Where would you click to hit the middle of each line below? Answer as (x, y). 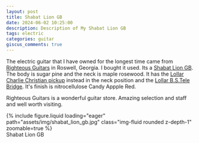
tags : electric (25, 34)
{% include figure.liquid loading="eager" (56, 115)
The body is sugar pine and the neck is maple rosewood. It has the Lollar (95, 74)
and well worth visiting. (34, 104)
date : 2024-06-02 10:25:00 (40, 22)
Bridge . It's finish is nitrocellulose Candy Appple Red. (71, 86)
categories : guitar (30, 39)
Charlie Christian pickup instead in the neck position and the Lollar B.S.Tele (98, 80)
